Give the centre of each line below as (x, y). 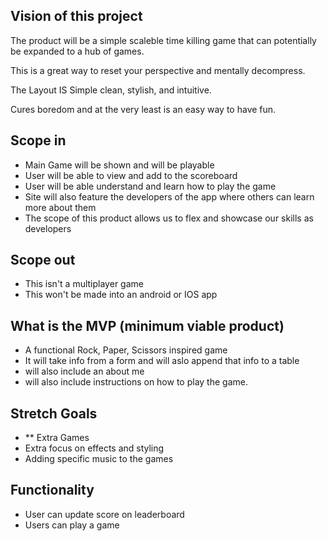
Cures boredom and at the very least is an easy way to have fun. (143, 109)
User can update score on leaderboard (104, 514)
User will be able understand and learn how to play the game (150, 186)
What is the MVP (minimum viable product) (147, 325)
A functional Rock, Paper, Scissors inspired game (126, 350)
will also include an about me (84, 371)
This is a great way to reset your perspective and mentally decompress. (158, 70)
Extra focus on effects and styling (94, 448)
